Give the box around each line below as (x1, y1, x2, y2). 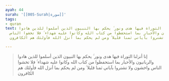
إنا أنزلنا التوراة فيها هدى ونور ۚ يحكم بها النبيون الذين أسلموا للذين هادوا (17, 53, 148, 59)
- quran (5, 21, 22, 26)
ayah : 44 (5, 7, 24, 12)
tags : (5, 16, 17, 21)
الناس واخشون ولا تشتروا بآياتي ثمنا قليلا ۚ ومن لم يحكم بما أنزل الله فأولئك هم (17, 64, 162, 70)
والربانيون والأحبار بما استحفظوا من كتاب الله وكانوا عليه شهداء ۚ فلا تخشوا (17, 58, 154, 65)
